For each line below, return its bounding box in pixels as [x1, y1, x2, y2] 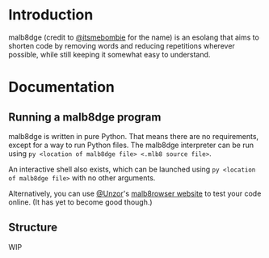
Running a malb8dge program [8, 110, 162, 124]
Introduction [8, 6, 94, 24]
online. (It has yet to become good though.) [8, 197, 153, 207]
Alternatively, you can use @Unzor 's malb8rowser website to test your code [8, 188, 262, 198]
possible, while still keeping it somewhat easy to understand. [8, 49, 211, 59]
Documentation [8, 78, 116, 96]
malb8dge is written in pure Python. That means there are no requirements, [8, 131, 259, 141]
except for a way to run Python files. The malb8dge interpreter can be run [8, 140, 254, 150]
